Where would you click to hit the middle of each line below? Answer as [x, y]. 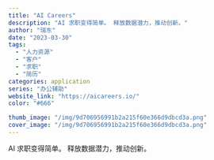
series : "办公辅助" [38, 89]
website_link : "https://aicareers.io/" [74, 96]
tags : [17, 45]
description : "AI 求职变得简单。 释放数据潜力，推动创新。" [98, 23]
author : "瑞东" [32, 30]
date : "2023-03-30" [40, 37]
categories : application [49, 81]
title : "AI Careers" [42, 15]
